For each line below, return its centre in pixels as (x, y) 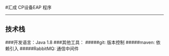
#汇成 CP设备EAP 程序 (28, 7)
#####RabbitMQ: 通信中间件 (49, 48)
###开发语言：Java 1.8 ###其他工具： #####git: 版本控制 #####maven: (80, 42)
